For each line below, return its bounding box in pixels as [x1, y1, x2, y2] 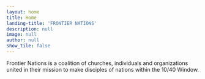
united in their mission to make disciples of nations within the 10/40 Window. [6, 66, 199, 73]
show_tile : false [6, 43, 51, 49]
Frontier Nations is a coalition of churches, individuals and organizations [6, 59, 188, 67]
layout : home [6, 9, 40, 15]
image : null [6, 32, 37, 38]
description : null [6, 26, 53, 32]
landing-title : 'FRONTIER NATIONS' [6, 20, 97, 26]
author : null [6, 37, 40, 43]
